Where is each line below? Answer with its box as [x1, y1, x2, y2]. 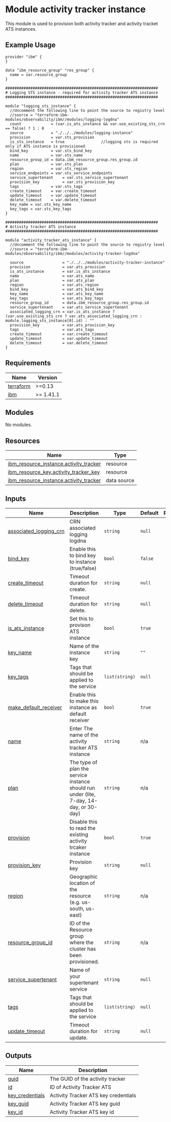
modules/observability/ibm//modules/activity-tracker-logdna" [5, 251, 140, 256]
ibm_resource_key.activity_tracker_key [8, 469, 100, 476]
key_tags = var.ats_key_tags [10, 295, 103, 301]
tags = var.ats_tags [10, 327, 95, 332]
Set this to [69, 615, 94, 622]
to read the [69, 825, 96, 831]
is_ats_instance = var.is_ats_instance [10, 269, 110, 274]
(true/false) [69, 565, 97, 572]
